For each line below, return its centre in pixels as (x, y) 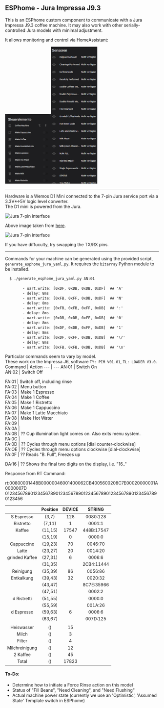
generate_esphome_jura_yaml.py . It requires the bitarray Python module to (80, 264)
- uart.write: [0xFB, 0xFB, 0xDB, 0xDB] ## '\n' (74, 347)
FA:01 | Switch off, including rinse (39, 381)
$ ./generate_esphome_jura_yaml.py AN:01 (52, 278)
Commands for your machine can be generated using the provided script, (79, 258)
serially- (132, 25)
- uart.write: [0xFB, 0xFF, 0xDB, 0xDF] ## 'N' (73, 298)
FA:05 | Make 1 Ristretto (29, 402)
